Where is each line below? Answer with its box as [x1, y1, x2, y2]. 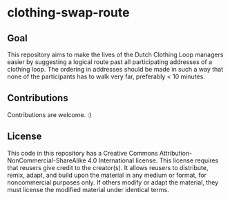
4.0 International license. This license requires [87, 156, 219, 165]
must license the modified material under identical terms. [7, 185, 169, 193]
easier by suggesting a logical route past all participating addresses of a [7, 58, 213, 66]
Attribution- [159, 149, 193, 157]
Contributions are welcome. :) [7, 110, 92, 118]
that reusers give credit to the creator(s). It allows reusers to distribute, [7, 163, 209, 171]
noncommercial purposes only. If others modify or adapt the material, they [7, 178, 219, 187]
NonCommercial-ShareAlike [7, 156, 86, 165]
